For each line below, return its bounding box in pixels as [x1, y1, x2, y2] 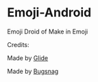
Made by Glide [7, 53, 49, 62]
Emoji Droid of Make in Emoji [7, 27, 88, 36]
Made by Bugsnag [7, 67, 59, 75]
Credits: [7, 40, 29, 49]
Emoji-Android [7, 5, 92, 20]
